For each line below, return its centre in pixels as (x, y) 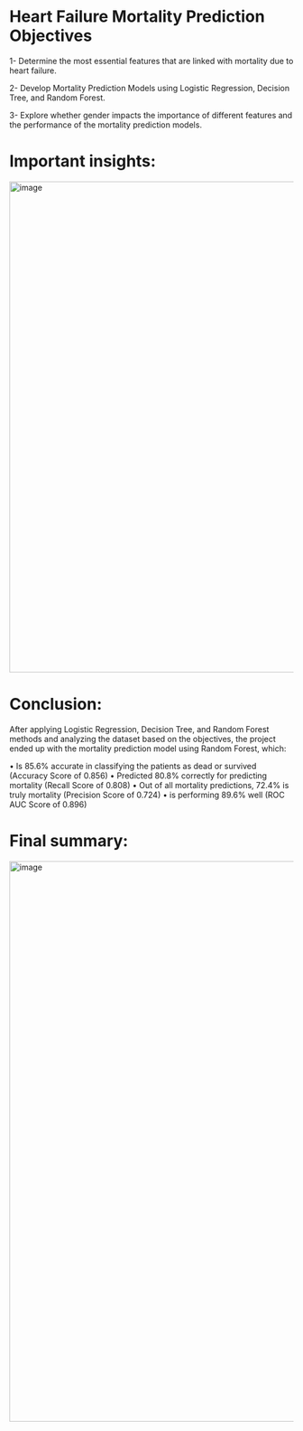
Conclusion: (56, 705)
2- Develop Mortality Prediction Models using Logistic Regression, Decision (150, 88)
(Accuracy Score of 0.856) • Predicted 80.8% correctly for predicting (138, 776)
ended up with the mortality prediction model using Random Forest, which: (148, 748)
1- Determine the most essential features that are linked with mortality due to (151, 61)
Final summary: (69, 841)
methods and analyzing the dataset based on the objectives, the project (143, 739)
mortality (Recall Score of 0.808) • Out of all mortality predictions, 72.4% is (149, 785)
